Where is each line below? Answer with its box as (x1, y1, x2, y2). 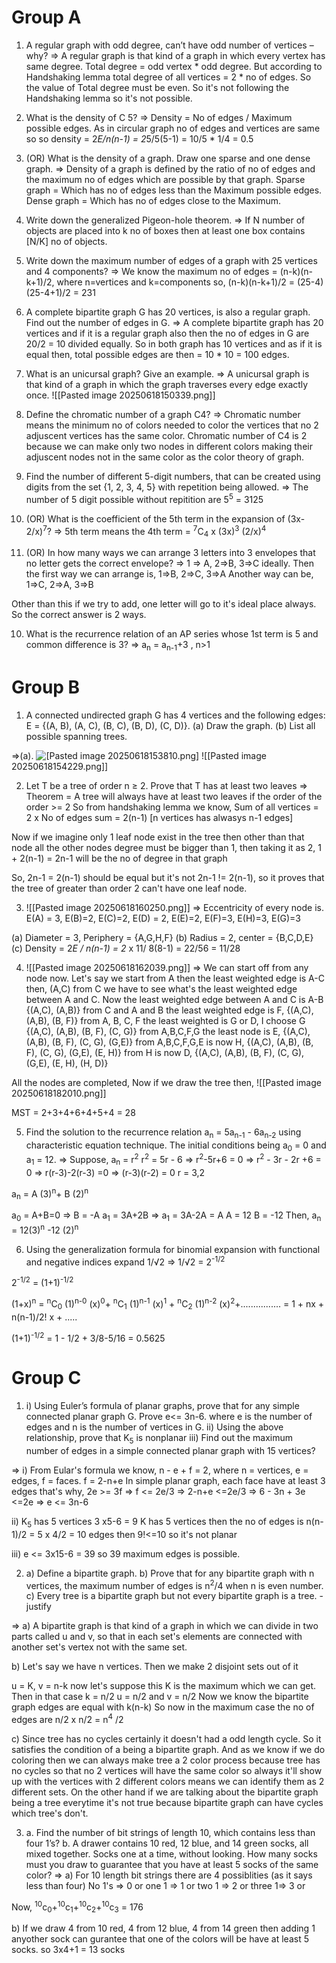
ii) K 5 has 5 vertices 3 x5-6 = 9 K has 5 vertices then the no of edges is (11, 1515, 304, 1530)
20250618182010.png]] (11, 1087, 107, 1099)
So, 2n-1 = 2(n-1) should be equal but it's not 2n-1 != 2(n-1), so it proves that (11, 871, 325, 883)
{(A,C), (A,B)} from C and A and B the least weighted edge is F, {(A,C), (25, 1004, 314, 1016)
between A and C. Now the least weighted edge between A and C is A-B (25, 993, 324, 1005)
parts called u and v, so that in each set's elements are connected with (11, 1631, 303, 1643)
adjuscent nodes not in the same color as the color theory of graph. (25, 451, 305, 463)
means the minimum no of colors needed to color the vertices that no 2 (25, 419, 319, 431)
